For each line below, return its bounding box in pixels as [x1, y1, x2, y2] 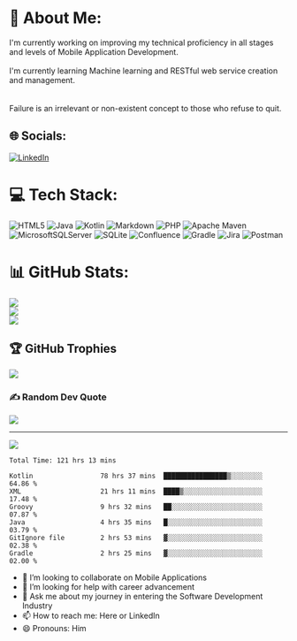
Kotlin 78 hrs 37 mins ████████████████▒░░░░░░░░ [9, 471, 263, 480]
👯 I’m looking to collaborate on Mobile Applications [21, 572, 208, 583]
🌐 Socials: [9, 128, 67, 144]
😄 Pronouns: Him [21, 622, 87, 633]
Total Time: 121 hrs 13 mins [9, 455, 117, 465]
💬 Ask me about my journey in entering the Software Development [21, 591, 263, 601]
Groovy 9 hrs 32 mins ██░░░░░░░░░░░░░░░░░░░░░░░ [9, 502, 263, 511]
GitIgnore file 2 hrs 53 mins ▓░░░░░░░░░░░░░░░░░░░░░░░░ [9, 533, 263, 542]
